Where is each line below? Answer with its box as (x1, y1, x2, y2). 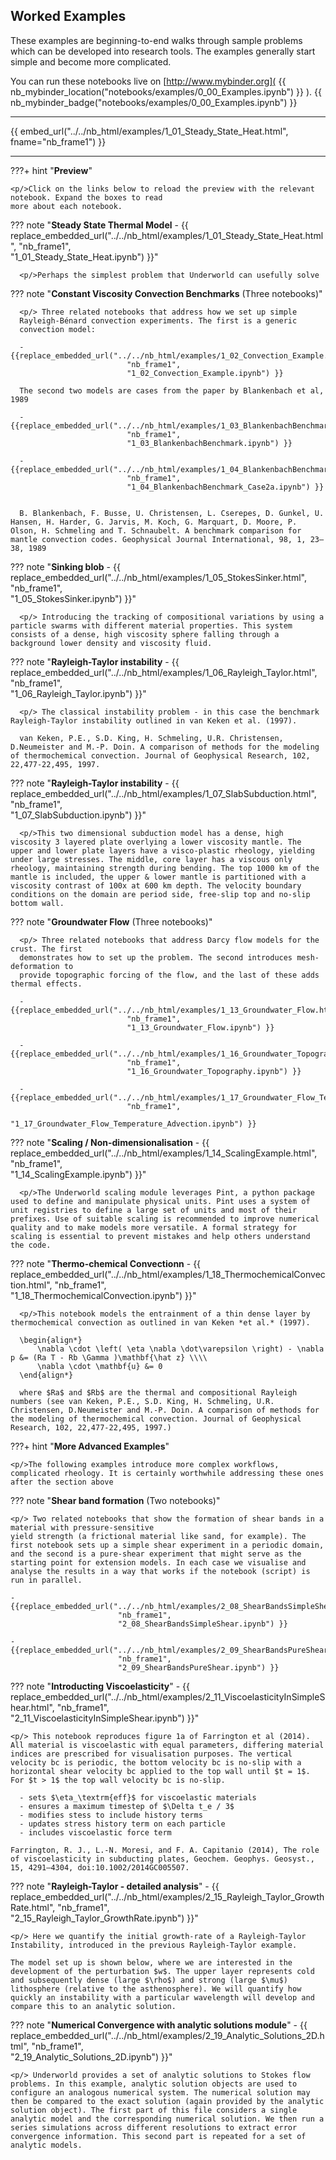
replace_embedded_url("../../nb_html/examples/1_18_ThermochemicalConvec (10, 1268, 326, 1280)
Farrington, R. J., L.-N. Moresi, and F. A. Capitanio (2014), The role (10, 1845, 320, 1855)
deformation (10, 961, 60, 971)
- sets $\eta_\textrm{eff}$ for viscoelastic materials (19, 1792, 257, 1803)
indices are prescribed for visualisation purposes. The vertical (10, 1749, 293, 1759)
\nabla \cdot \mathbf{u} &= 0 (36, 1361, 163, 1371)
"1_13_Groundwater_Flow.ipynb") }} (126, 1022, 275, 1033)
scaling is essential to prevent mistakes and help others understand (10, 1231, 311, 1241)
